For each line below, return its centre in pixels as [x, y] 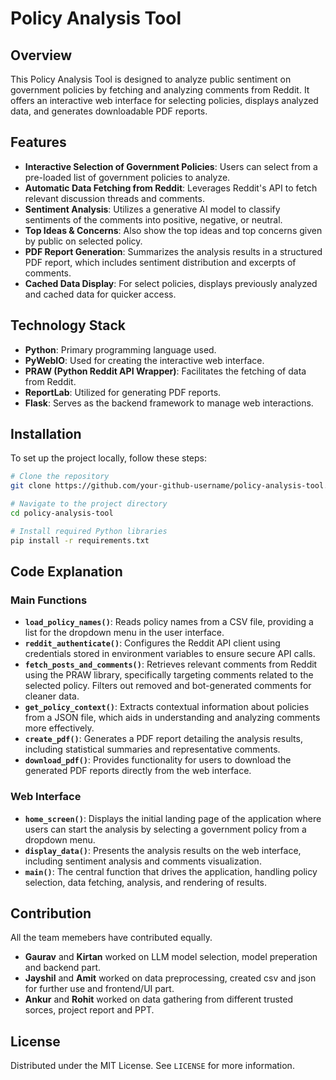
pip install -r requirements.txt [80, 540]
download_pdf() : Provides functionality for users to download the [158, 760]
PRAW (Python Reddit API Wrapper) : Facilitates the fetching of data [165, 371]
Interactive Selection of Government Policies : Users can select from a [171, 166]
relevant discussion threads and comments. [114, 198]
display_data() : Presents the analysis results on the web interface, [163, 850]
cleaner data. [52, 696]
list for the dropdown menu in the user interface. [124, 633]
